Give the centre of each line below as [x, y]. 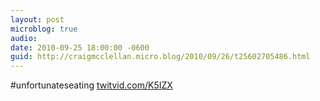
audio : [24, 38]
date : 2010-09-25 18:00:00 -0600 [80, 47]
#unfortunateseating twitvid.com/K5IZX [91, 85]
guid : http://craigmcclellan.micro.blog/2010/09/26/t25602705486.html [160, 57]
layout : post [37, 19]
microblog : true [44, 29]
